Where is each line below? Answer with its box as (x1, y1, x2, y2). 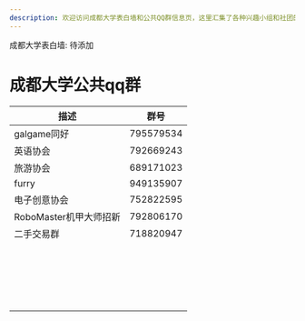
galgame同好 (14, 127, 70, 140)
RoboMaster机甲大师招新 (14, 210, 121, 223)
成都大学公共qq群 (9, 75, 142, 95)
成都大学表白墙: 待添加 (9, 39, 93, 50)
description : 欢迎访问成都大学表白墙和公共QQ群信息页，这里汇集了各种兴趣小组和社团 (9, 13, 293, 23)
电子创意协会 (14, 193, 70, 206)
